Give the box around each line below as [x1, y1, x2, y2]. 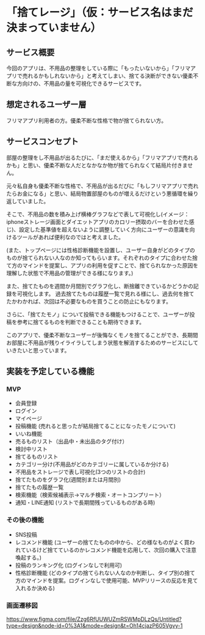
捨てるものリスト [15, 453, 59, 461]
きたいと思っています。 [11, 346, 70, 354]
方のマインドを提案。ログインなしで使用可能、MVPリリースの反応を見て [15, 576, 198, 584]
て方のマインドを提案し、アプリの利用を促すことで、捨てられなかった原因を [6, 261, 199, 269]
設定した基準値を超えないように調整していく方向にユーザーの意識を [19, 226, 190, 233]
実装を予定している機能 [6, 366, 95, 377]
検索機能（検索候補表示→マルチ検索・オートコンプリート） [15, 491, 165, 499]
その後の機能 [6, 516, 45, 524]
